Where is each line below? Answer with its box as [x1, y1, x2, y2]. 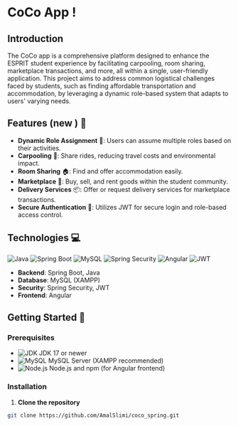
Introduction [7, 33, 64, 45]
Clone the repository [17, 398, 80, 406]
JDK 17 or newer [38, 349, 87, 358]
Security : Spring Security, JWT [17, 283, 110, 292]
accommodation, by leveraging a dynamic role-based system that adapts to [7, 90, 229, 97]
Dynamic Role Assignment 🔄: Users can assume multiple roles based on [17, 136, 232, 144]
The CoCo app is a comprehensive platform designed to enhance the [7, 51, 210, 60]
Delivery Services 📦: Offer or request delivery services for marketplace [17, 185, 230, 193]
